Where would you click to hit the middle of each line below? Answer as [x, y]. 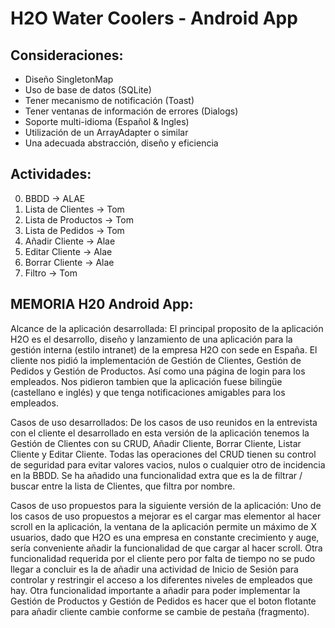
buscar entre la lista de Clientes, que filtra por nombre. [123, 486]
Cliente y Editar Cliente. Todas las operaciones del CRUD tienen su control [163, 454]
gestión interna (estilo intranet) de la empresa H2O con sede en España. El [164, 349]
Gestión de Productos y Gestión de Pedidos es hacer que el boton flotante [163, 601]
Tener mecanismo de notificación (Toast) [109, 100]
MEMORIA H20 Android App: [102, 304]
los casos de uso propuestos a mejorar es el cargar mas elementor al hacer [166, 516]
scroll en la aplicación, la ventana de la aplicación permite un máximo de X [164, 526]
